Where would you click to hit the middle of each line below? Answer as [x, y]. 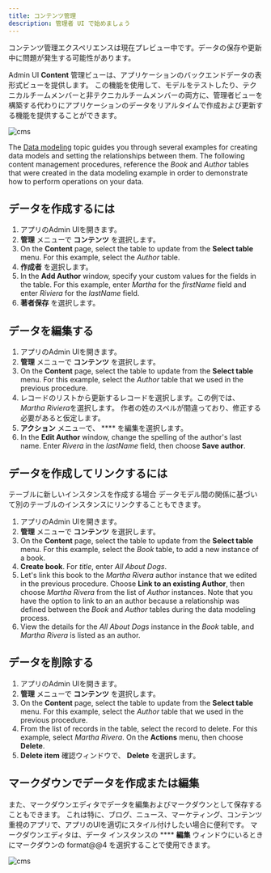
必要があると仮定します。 [62, 418]
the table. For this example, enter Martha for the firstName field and [133, 285]
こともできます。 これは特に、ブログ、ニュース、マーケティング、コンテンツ [135, 814]
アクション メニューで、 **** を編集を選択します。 [104, 428]
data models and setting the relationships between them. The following [127, 155]
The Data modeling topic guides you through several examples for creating [133, 147]
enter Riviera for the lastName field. [80, 293]
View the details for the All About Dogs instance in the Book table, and [137, 626]
